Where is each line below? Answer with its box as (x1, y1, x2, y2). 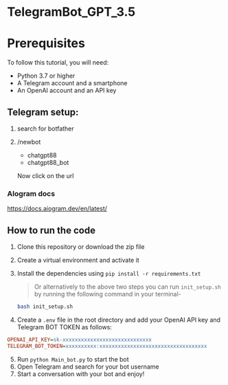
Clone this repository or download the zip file (16, 243, 145, 251)
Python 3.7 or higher (16, 71, 76, 80)
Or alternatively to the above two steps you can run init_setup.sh (34, 283, 221, 291)
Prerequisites (7, 36, 86, 52)
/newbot (16, 137, 41, 146)
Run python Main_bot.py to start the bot (16, 355, 129, 363)
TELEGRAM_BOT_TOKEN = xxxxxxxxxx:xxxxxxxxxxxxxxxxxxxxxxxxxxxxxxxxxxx (7, 342, 207, 349)
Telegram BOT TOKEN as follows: (16, 322, 112, 331)
